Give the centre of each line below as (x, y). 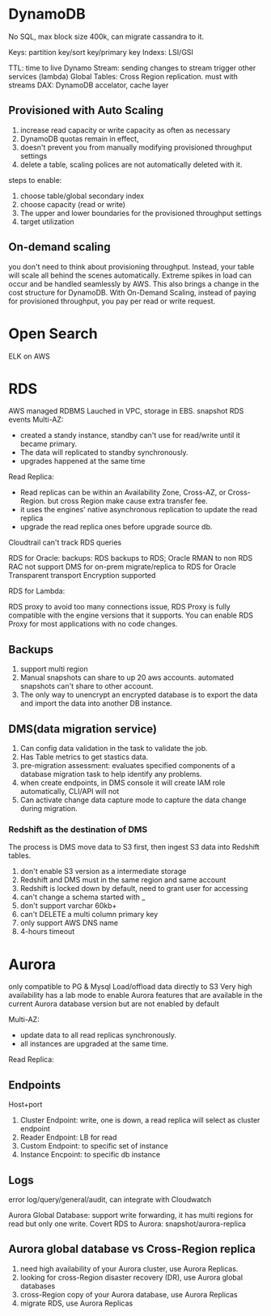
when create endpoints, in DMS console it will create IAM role (123, 783)
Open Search (53, 333)
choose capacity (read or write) (73, 204)
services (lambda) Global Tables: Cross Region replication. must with (123, 76)
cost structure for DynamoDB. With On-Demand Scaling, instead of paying (132, 292)
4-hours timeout (47, 932)
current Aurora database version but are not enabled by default (114, 1004)
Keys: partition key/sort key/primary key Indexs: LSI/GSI (101, 52)
